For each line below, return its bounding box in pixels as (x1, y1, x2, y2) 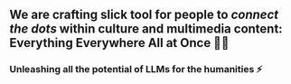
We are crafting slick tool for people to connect (9, 7, 279, 23)
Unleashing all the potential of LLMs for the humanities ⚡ (9, 63, 263, 76)
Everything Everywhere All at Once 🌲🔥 (9, 35, 230, 51)
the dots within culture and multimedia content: (9, 22, 283, 37)
